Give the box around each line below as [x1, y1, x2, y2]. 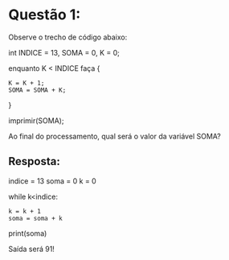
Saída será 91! [8, 244, 55, 254]
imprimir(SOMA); [8, 115, 64, 126]
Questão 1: [8, 6, 81, 24]
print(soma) [8, 228, 47, 238]
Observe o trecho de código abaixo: [8, 32, 128, 42]
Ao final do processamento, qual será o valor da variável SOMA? [8, 131, 221, 141]
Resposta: [8, 155, 60, 168]
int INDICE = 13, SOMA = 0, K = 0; [8, 47, 121, 57]
